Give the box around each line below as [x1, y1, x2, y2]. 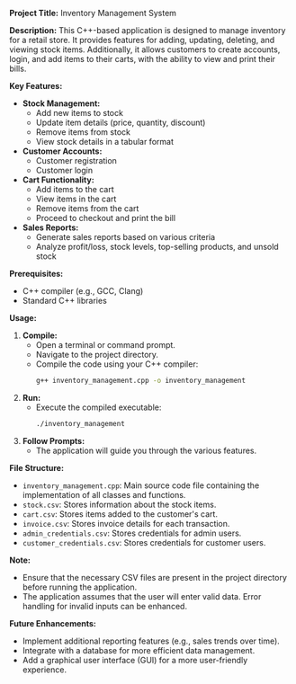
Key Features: [9, 81, 63, 91]
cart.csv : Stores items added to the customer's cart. [22, 508, 219, 520]
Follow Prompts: [22, 435, 85, 446]
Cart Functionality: [22, 174, 94, 185]
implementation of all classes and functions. [22, 489, 186, 500]
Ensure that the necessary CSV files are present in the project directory [22, 572, 288, 582]
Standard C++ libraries [22, 296, 108, 306]
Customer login [35, 165, 93, 175]
